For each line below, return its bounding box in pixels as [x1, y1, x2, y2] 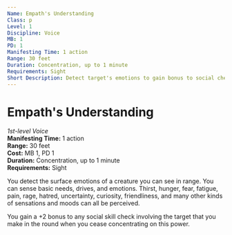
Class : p [7, 17, 32, 23]
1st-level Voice [7, 127, 48, 135]
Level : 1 [7, 23, 32, 30]
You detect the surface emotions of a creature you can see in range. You [7, 177, 214, 185]
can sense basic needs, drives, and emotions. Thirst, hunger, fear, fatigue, [7, 185, 219, 193]
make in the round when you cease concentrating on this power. [7, 220, 190, 228]
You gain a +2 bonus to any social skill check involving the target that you [7, 212, 216, 221]
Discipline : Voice [7, 29, 60, 37]
